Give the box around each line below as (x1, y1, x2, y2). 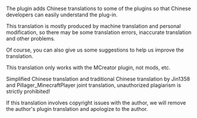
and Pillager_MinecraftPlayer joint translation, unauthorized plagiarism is (6, 82, 181, 89)
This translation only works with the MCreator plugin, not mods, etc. (6, 64, 171, 71)
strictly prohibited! (6, 88, 51, 95)
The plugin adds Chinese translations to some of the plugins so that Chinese (6, 5, 191, 12)
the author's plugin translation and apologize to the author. (6, 106, 148, 112)
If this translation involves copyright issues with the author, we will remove (6, 99, 186, 106)
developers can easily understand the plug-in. (6, 11, 118, 18)
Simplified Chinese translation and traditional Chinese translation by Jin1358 (6, 76, 190, 82)
